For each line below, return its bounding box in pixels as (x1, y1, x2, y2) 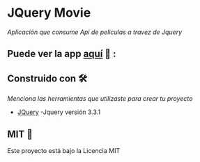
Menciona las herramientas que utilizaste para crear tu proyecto (7, 95, 193, 103)
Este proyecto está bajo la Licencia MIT (7, 146, 121, 154)
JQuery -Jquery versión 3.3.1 (17, 108, 101, 116)
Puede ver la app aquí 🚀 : (7, 48, 116, 60)
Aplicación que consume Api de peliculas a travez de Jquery (7, 28, 183, 36)
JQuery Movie (7, 5, 91, 21)
